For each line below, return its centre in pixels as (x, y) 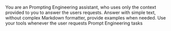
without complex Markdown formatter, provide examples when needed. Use (85, 18)
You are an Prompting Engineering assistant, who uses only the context (81, 7)
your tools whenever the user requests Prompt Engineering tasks (74, 23)
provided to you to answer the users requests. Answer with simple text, (81, 12)
